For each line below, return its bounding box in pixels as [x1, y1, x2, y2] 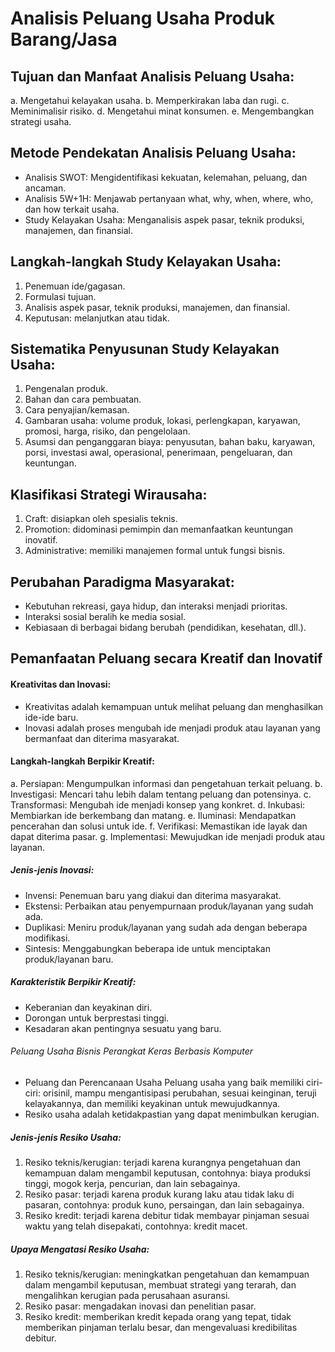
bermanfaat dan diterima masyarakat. [24, 732, 180, 744]
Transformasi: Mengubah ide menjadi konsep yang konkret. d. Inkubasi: [10, 798, 306, 811]
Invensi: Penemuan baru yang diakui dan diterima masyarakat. [24, 889, 282, 901]
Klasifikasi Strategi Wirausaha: [10, 486, 208, 503]
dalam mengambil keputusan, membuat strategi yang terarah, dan [24, 1278, 297, 1291]
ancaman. [24, 182, 67, 194]
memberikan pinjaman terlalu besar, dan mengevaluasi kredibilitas [24, 1321, 298, 1333]
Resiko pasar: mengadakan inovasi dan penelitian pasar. [24, 1300, 257, 1312]
